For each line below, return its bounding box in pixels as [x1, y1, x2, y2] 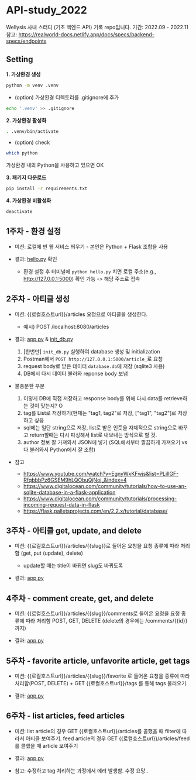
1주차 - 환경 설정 [6, 226, 61, 236]
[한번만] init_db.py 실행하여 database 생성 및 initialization [23, 348, 160, 355]
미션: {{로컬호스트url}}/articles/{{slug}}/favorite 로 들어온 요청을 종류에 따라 [14, 672, 190, 679]
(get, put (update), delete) [20, 549, 84, 556]
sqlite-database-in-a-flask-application [23, 489, 116, 496]
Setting [6, 54, 33, 64]
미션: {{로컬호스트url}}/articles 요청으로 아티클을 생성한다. [14, 311, 148, 318]
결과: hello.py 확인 [14, 255, 57, 262]
